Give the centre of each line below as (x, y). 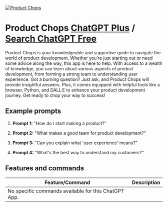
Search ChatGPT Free (51, 39)
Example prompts (33, 111)
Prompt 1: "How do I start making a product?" (59, 123)
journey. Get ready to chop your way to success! (55, 95)
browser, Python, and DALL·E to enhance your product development (75, 90)
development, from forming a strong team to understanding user (71, 74)
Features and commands (44, 168)
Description (146, 182)
